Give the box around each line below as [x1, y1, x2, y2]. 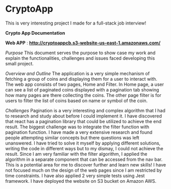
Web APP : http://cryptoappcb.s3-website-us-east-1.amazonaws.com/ [5, 39, 161, 46]
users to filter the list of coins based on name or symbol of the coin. [5, 98, 148, 104]
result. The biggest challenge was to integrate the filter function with [5, 124, 150, 130]
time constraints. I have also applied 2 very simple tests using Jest [5, 172, 145, 179]
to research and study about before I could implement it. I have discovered [5, 113, 162, 119]
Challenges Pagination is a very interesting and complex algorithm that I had [5, 107, 166, 113]
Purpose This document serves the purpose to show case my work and [5, 50, 156, 56]
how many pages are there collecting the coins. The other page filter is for [5, 92, 162, 98]
